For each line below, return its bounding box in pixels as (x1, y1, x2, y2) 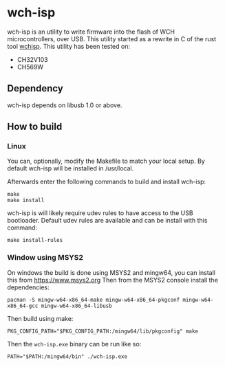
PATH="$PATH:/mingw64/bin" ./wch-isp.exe (7, 353, 128, 360)
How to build (7, 121, 63, 133)
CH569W (17, 63, 43, 71)
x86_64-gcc (7, 302, 39, 309)
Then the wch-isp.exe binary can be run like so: (7, 340, 142, 348)
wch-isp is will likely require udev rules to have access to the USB (7, 209, 194, 217)
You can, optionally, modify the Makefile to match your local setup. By (7, 157, 205, 166)
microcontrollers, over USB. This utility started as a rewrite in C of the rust (7, 34, 217, 43)
